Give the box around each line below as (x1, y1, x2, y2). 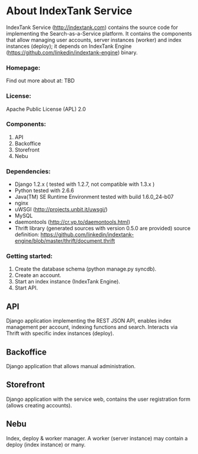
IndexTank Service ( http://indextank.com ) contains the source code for (6, 24, 179, 31)
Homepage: (6, 63, 41, 72)
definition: (14, 231, 39, 238)
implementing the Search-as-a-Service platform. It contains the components (6, 30, 192, 37)
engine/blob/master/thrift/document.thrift (14, 237, 115, 244)
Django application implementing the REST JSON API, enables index (6, 317, 172, 324)
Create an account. (14, 272, 62, 279)
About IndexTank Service (6, 4, 133, 18)
